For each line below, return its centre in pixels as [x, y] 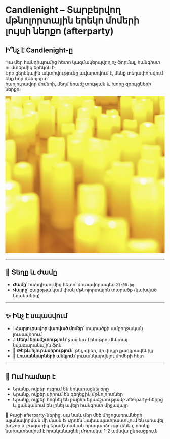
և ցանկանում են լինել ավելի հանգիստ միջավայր [70, 405]
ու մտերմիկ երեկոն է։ [30, 68]
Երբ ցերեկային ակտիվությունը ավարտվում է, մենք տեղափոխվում [84, 73]
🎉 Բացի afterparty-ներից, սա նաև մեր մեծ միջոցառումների [74, 415]
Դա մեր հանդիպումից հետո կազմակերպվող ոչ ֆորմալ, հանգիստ [83, 62]
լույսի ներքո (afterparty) [59, 31]
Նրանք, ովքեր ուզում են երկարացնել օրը [61, 389]
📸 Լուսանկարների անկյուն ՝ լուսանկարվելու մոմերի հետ [78, 356]
